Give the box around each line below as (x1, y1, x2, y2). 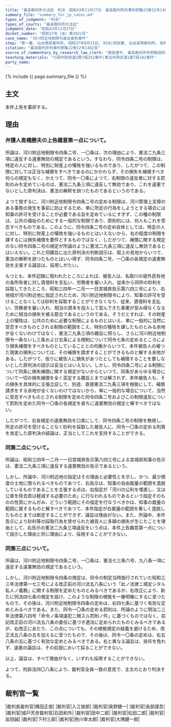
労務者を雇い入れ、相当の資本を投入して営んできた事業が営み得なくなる (14, 304, 166, 311)
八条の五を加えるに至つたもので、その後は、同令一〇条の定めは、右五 (18, 632, 166, 638)
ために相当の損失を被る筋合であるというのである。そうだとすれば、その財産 (5, 311, 166, 317)
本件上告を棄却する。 (5, 104, 50, 110)
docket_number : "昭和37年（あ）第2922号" (5, 31, 88, 36)
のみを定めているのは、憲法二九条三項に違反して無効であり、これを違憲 (9, 181, 161, 187)
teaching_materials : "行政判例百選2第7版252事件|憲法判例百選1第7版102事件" (5, 54, 157, 60)
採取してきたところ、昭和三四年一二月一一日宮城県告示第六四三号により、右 (5, 286, 165, 292)
